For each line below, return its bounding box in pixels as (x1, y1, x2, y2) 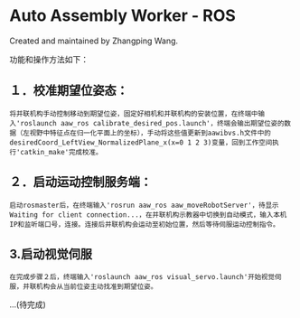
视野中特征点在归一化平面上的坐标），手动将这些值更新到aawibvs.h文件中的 (29, 128, 271, 137)
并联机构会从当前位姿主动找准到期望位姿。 (22, 282, 158, 292)
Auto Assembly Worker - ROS (9, 5, 237, 26)
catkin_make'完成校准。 (20, 147, 103, 156)
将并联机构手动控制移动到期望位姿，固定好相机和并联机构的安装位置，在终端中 (9, 109, 258, 118)
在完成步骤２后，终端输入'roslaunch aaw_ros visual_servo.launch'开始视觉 (9, 273, 276, 282)
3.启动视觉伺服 (9, 246, 93, 262)
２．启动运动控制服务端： (9, 174, 152, 190)
